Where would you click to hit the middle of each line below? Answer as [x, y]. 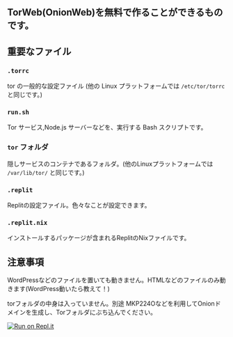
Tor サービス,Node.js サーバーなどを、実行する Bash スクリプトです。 [107, 127]
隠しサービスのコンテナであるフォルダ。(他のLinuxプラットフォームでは [110, 164]
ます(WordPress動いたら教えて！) [61, 289]
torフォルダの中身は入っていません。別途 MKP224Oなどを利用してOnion [111, 304]
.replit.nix [27, 222]
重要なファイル [39, 51]
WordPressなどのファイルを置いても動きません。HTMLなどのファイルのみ [114, 280]
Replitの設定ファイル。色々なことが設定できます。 [79, 205]
